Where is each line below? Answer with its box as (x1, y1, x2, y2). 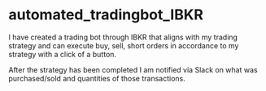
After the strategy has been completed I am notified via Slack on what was (8, 64, 258, 74)
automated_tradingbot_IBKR (8, 6, 203, 24)
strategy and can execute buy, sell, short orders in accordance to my (8, 40, 239, 50)
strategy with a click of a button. (8, 49, 116, 59)
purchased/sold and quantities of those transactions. (8, 73, 185, 83)
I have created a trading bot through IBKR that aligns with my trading (8, 32, 238, 42)
